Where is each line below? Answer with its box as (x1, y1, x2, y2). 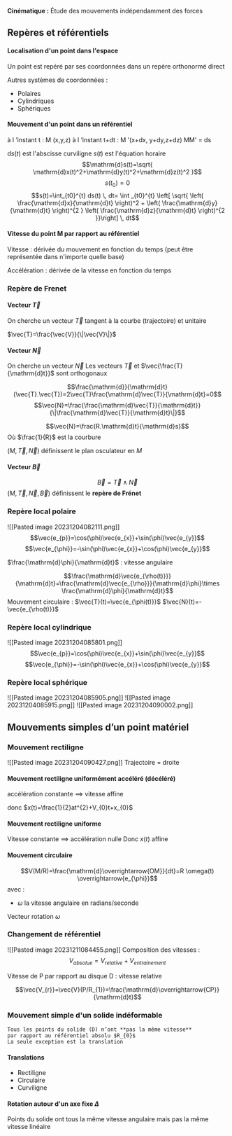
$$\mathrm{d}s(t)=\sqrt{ (82, 160, 153, 168)
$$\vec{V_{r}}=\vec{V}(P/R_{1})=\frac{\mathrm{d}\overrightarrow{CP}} (15, 985, 220, 994)
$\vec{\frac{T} (140, 361, 183, 370)
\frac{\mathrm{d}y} (161, 198, 218, 207)
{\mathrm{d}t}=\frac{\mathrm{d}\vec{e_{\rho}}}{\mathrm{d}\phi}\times (15, 579, 220, 588)
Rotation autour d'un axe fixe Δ (7, 1100, 99, 1108)
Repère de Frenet (7, 284, 67, 293)
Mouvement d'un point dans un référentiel (7, 120, 133, 129)
